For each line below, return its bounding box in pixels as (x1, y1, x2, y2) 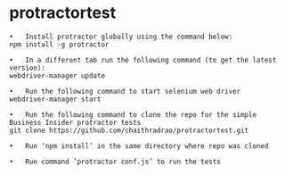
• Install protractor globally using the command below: (9, 32, 233, 41)
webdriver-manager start (9, 95, 102, 104)
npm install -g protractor (9, 39, 110, 49)
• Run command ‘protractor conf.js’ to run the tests (9, 157, 221, 166)
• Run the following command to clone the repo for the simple (9, 110, 256, 119)
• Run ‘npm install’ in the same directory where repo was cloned (9, 141, 269, 150)
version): (9, 63, 46, 72)
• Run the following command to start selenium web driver (9, 87, 241, 96)
